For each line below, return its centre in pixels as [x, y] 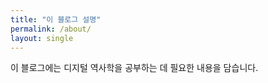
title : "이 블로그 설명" [56, 19]
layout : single [42, 38]
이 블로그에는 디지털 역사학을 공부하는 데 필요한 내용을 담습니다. [134, 68]
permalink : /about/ [51, 29]
